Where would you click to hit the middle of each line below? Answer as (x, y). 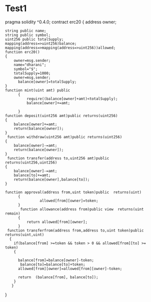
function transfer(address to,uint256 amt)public (58, 158)
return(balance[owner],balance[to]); (52, 179)
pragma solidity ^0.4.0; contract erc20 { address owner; (61, 22)
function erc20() (23, 52)
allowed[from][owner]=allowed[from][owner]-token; (70, 268)
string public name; (26, 31)
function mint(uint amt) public (38, 90)
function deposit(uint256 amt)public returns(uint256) (61, 116)
